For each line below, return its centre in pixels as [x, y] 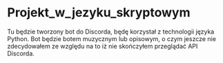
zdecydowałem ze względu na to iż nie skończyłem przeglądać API [103, 46]
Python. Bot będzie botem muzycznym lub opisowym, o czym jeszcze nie [111, 38]
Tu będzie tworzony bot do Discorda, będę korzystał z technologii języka [111, 32]
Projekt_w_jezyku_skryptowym [99, 13]
